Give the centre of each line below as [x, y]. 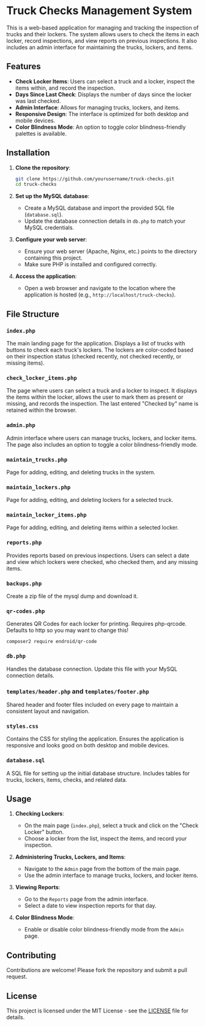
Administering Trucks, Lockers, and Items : [70, 857]
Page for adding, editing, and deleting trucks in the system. [81, 472]
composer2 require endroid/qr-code [52, 642]
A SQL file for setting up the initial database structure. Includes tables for [98, 773]
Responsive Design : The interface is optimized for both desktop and [102, 114]
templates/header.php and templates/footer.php [78, 691]
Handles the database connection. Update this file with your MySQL [92, 669]
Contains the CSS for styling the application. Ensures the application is [95, 739]
